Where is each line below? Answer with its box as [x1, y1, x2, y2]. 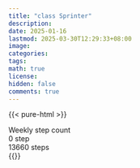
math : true [8, 65, 45, 73]
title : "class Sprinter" [8, 11, 92, 20]
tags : [8, 58, 27, 66]
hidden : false [8, 80, 57, 88]
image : [8, 42, 31, 50]
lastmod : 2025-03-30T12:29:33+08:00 [8, 34, 132, 43]
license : [8, 72, 38, 80]
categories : [8, 50, 49, 58]
